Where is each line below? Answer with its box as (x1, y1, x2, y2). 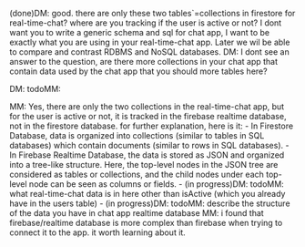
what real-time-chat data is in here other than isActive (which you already (9, 189, 286, 199)
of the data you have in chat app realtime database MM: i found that (9, 208, 264, 218)
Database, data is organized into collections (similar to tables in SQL (9, 130, 265, 140)
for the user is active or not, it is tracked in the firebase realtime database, (9, 111, 287, 121)
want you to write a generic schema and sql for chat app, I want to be (9, 27, 270, 37)
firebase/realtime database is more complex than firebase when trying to (9, 218, 283, 228)
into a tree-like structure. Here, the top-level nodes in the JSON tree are (9, 160, 279, 170)
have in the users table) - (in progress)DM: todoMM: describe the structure (9, 198, 290, 209)
